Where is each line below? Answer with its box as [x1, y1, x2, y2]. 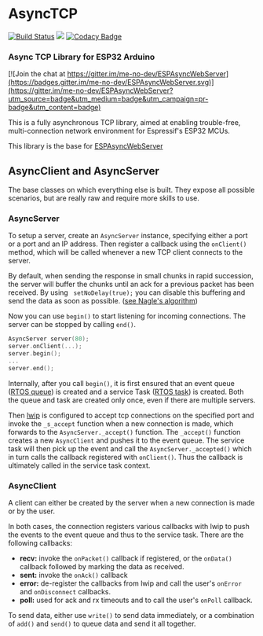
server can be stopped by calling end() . [8, 320, 136, 329]
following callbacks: [8, 539, 73, 548]
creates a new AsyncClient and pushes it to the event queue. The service [8, 436, 245, 445]
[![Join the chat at [8, 69, 66, 79]
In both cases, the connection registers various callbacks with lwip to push [8, 522, 250, 531]
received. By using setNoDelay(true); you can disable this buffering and [8, 288, 246, 297]
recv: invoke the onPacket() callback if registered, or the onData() [19, 553, 233, 563]
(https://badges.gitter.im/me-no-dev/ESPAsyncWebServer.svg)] [8, 78, 214, 87]
